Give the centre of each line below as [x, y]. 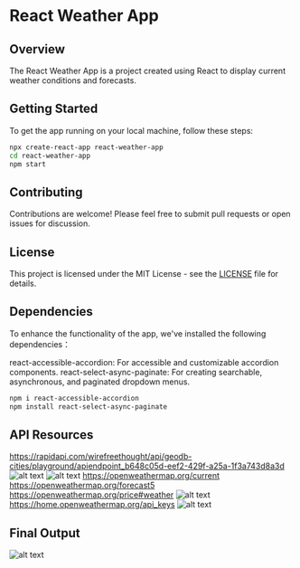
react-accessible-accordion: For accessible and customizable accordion [144, 362]
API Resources [52, 435]
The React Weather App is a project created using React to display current [148, 71]
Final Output [45, 533]
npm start [28, 164]
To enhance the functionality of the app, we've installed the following [138, 333]
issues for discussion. [50, 223]
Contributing [46, 192]
